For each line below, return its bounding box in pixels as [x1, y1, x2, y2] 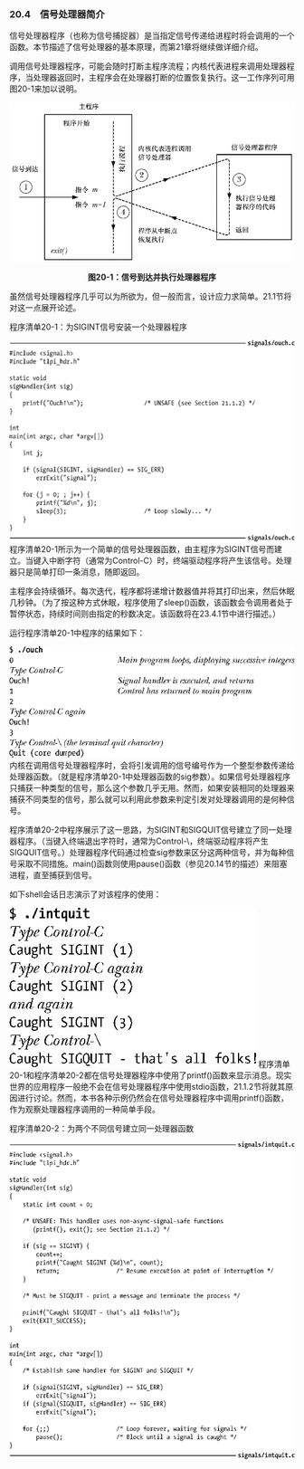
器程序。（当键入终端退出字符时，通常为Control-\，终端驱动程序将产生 [9, 835, 270, 846]
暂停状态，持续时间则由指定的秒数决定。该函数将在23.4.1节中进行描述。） [9, 608, 280, 619]
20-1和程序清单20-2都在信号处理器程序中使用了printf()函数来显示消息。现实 [9, 1070, 292, 1081]
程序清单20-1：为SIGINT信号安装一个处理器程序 [9, 321, 188, 332]
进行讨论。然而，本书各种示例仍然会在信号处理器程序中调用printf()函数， [16, 1092, 290, 1103]
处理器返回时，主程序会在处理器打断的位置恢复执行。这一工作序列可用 [33, 72, 295, 83]
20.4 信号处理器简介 [9, 7, 106, 20]
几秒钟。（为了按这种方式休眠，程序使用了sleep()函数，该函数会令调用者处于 [9, 597, 293, 608]
